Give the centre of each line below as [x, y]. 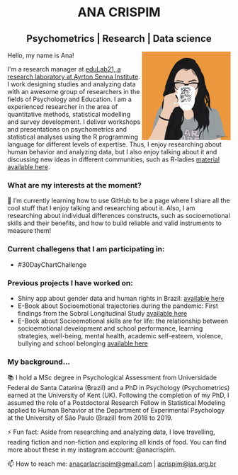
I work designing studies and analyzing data [72, 84]
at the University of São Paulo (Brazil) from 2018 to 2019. [90, 418]
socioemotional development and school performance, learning [110, 328]
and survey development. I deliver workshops [74, 122]
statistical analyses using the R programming [73, 137]
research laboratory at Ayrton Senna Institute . [74, 76]
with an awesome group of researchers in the [74, 92]
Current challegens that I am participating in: [86, 249]
